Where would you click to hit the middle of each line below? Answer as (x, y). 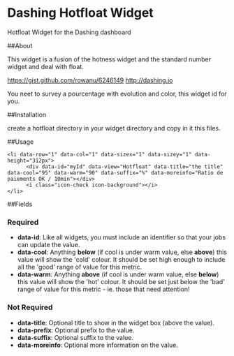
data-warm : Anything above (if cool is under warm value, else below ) (118, 274)
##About (20, 45)
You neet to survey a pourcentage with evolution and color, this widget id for (117, 94)
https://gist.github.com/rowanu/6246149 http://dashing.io (90, 80)
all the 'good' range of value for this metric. (80, 267)
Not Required (30, 307)
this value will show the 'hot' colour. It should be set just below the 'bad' (121, 282)
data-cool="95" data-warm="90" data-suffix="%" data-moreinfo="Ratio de (115, 172)
